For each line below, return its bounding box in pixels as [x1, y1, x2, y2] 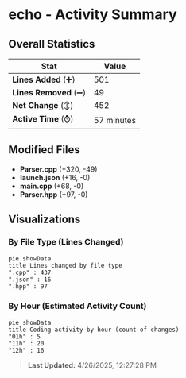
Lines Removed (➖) [12, 87, 86, 98]
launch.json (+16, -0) [19, 172, 91, 182]
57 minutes [93, 114, 137, 125]
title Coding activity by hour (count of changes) [8, 326, 180, 334]
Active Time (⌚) [12, 114, 74, 124]
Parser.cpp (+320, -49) [19, 164, 98, 174]
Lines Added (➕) [12, 74, 76, 85]
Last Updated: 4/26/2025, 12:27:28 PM [27, 360, 157, 370]
